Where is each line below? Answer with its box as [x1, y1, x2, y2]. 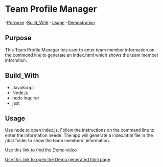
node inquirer [12, 95, 40, 101]
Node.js [12, 90, 28, 95]
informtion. [5, 57, 27, 63]
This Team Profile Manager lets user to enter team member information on [5, 47, 155, 52]
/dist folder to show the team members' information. [5, 138, 110, 143]
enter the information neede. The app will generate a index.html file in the [5, 132, 153, 138]
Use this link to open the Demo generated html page [5, 157, 111, 163]
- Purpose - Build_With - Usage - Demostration [5, 20, 95, 25]
